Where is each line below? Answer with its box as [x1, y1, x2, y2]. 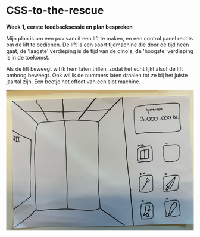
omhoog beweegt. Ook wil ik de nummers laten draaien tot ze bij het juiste [6, 71, 188, 79]
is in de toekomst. [6, 54, 50, 61]
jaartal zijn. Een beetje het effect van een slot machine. [6, 78, 141, 85]
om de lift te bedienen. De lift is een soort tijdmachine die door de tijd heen [6, 41, 189, 48]
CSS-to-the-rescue [6, 4, 104, 17]
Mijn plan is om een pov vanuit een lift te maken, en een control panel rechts [6, 35, 193, 42]
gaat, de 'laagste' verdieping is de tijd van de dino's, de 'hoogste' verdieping [6, 47, 194, 54]
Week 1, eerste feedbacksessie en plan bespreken [6, 23, 133, 30]
